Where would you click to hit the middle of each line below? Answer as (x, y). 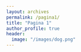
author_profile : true (33, 28)
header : (16, 34)
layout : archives (28, 12)
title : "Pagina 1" (29, 23)
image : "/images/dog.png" (44, 39)
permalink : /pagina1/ (33, 17)
